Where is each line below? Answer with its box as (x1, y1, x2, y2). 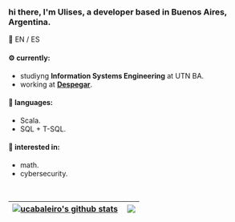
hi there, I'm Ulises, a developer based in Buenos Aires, (8, 6, 227, 18)
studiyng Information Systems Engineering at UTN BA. (19, 71, 205, 80)
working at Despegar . (19, 79, 93, 89)
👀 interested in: (8, 143, 60, 152)
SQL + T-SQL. (19, 123, 67, 134)
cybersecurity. (19, 168, 68, 178)
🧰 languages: (8, 98, 54, 107)
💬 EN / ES (8, 34, 40, 44)
